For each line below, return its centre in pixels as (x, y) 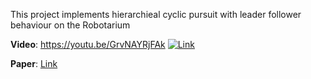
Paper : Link (34, 63)
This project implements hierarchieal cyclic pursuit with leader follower (156, 14)
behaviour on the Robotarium (70, 25)
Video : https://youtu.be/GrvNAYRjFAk (88, 44)
